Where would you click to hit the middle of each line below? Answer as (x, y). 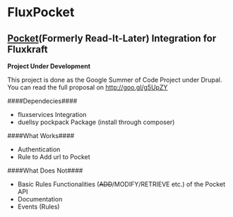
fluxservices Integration (52, 114)
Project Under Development (49, 66)
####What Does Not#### (45, 170)
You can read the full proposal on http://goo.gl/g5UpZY (88, 87)
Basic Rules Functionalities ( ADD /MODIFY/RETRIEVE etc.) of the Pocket (121, 184)
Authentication (39, 149)
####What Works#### (41, 136)
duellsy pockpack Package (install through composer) (96, 122)
